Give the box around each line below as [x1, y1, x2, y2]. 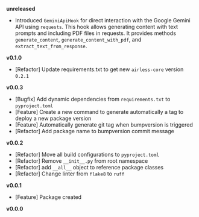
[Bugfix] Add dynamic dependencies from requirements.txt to [14, 96, 171, 102]
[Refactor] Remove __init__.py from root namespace [14, 157, 148, 165]
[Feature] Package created [14, 193, 82, 201]
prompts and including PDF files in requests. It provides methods [14, 30, 177, 37]
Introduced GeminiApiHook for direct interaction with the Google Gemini [14, 17, 191, 24]
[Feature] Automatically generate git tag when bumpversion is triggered [14, 121, 193, 128]
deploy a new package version [14, 115, 92, 122]
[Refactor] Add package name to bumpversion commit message [14, 128, 175, 134]
